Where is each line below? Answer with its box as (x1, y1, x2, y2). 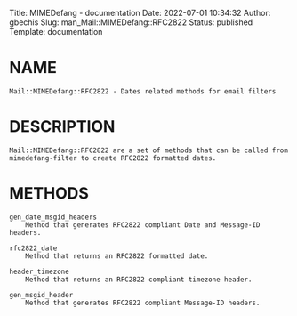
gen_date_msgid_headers (9, 213, 98, 222)
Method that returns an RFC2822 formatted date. (25, 251, 209, 261)
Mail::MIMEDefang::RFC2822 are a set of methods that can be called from (9, 146, 289, 155)
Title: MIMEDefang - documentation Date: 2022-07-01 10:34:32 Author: (9, 8, 271, 18)
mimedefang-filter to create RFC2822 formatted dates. (9, 153, 217, 163)
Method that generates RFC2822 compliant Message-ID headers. (25, 298, 261, 307)
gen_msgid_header (9, 290, 74, 299)
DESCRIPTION (9, 117, 116, 137)
